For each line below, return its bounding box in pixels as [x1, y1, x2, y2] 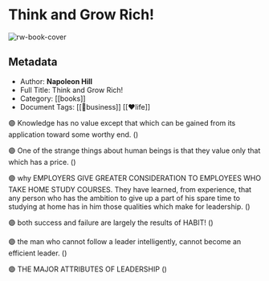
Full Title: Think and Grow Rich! [19, 85, 124, 94]
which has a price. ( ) [8, 157, 76, 167]
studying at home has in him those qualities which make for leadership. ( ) [8, 202, 251, 211]
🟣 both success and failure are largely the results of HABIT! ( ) [8, 218, 214, 227]
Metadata [8, 55, 58, 69]
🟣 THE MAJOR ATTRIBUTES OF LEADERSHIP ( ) [8, 264, 167, 274]
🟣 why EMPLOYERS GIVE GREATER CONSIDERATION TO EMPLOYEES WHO [8, 173, 262, 183]
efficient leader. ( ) [8, 248, 67, 258]
